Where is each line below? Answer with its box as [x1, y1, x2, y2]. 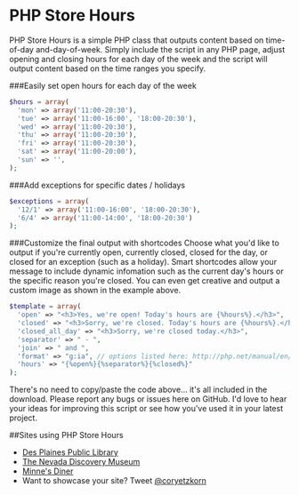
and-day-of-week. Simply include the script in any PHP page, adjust [35, 44, 286, 54]
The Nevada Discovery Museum [21, 457, 141, 467]
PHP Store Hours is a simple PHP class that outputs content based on [9, 35, 264, 45]
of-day [9, 44, 34, 54]
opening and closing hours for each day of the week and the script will [9, 53, 269, 64]
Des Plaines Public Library [21, 447, 118, 458]
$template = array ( [9, 302, 82, 311]
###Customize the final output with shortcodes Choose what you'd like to [9, 237, 280, 249]
